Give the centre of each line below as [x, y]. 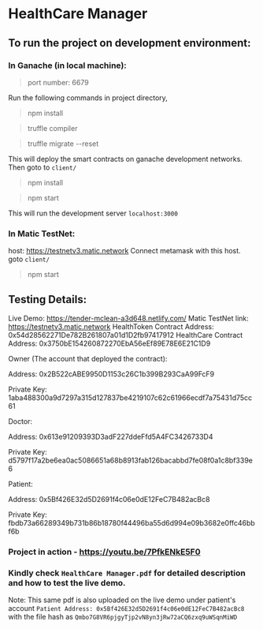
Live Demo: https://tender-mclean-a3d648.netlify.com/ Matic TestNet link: [129, 318]
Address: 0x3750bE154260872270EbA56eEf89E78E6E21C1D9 [109, 343]
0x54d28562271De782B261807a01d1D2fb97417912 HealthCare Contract [126, 335]
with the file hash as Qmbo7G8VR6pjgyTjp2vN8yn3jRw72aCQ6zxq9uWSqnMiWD [123, 617]
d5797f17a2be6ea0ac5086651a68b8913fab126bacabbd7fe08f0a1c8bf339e [131, 460]
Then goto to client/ [43, 167]
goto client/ [29, 259]
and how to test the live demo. [67, 582]
